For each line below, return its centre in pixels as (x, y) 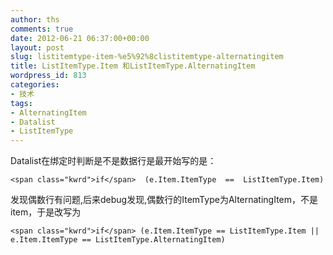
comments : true (42, 29)
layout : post (37, 47)
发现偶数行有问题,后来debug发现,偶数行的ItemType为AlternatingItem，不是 (164, 200)
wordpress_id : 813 (48, 76)
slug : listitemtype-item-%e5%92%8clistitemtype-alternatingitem (147, 57)
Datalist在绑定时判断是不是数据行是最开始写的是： (113, 161)
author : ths (35, 19)
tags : (21, 103)
